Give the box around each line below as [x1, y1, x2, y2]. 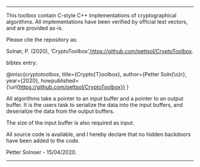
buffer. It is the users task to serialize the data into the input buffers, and [6, 101, 183, 108]
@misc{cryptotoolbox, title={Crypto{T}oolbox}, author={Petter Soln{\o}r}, [6, 71, 187, 78]
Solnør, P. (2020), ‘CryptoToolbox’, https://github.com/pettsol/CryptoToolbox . [6, 48, 193, 54]
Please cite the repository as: [6, 36, 78, 43]
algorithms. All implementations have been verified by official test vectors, [6, 18, 188, 25]
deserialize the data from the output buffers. [6, 108, 115, 115]
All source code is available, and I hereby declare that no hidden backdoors [6, 131, 191, 138]
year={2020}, [6, 77, 40, 84]
